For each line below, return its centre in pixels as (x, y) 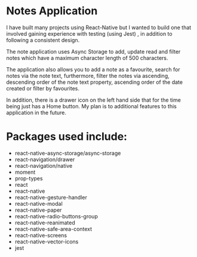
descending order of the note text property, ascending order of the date (95, 82)
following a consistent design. (43, 40)
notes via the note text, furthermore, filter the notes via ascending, (88, 76)
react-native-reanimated (45, 222)
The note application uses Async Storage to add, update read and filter (93, 51)
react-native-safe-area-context (53, 229)
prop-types (29, 178)
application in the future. (36, 112)
